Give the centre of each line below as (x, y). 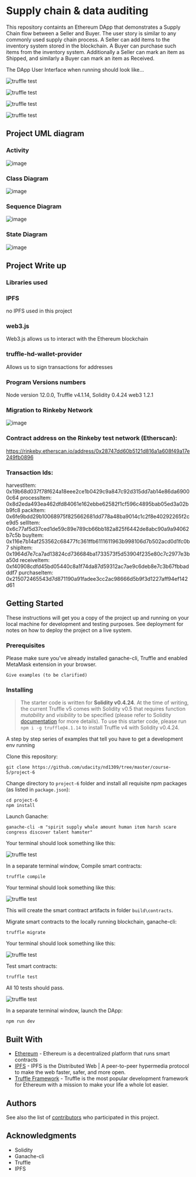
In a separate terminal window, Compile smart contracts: (74, 866)
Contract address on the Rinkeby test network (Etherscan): (92, 438)
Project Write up (36, 265)
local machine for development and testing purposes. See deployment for (95, 624)
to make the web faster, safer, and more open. (70, 1072)
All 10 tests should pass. (35, 988)
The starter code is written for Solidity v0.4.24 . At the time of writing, (104, 702)
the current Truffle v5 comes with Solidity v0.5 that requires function (103, 709)
